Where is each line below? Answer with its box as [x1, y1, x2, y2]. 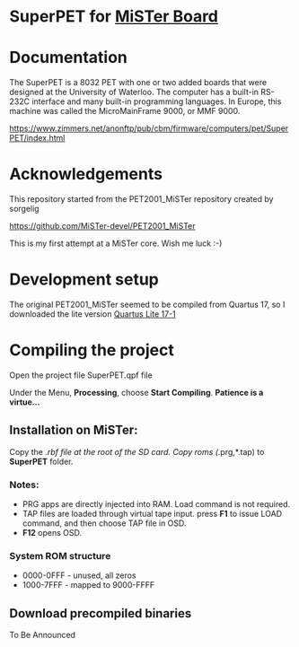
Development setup [9, 269, 160, 290]
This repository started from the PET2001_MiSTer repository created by [9, 194, 274, 205]
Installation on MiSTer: [9, 423, 138, 438]
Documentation [9, 48, 128, 68]
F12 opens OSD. [22, 528, 83, 538]
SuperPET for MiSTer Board [9, 6, 218, 27]
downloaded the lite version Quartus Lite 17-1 [9, 309, 177, 319]
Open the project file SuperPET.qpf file [9, 370, 153, 380]
